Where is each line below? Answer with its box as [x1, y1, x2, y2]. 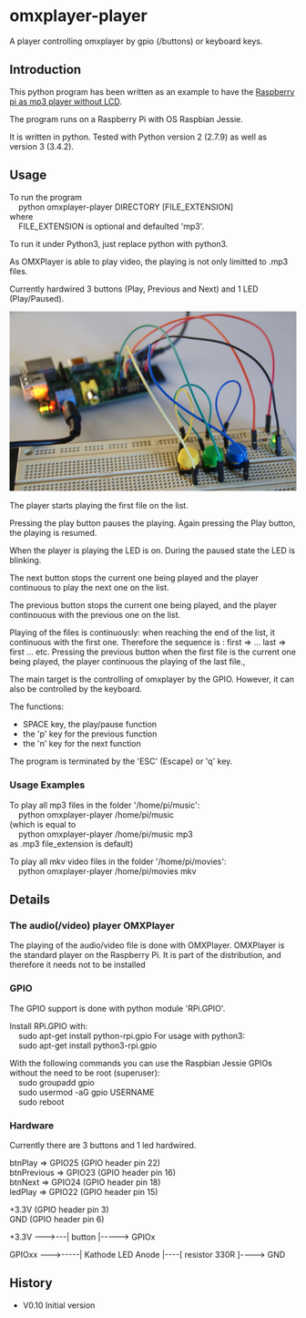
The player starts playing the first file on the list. [9, 500, 189, 511]
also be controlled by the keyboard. [9, 684, 143, 695]
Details [9, 892, 50, 908]
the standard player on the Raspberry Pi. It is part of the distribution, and [9, 950, 281, 961]
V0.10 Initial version [22, 1300, 96, 1311]
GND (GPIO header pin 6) [9, 1213, 105, 1224]
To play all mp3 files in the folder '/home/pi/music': [9, 799, 200, 810]
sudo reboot [17, 1096, 65, 1107]
